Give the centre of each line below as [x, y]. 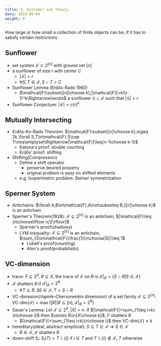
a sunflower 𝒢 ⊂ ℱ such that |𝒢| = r [103, 98]
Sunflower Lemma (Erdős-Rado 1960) [50, 87]
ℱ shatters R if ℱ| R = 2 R [36, 284]
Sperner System [30, 193]
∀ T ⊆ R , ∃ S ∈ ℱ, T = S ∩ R [46, 290]
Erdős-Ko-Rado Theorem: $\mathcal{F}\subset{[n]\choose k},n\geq [80, 132]
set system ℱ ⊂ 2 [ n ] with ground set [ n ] [52, 65]
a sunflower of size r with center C [47, 70]
